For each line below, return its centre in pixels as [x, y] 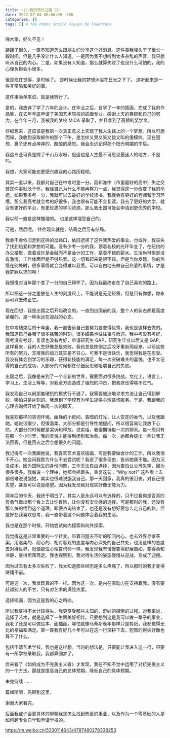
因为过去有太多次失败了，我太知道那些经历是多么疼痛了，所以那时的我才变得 [85, 566]
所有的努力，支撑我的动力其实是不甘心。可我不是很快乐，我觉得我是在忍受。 [85, 353]
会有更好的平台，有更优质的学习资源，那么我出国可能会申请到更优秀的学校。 [85, 208]
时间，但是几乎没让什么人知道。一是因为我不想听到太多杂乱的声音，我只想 [87, 56]
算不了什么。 [18, 637]
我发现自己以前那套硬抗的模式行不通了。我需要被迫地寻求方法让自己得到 [80, 394]
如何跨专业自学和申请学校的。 [36, 720]
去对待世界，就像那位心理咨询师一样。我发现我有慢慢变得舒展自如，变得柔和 [85, 549]
